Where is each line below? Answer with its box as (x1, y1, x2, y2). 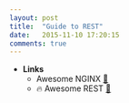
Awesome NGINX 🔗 (35, 74, 109, 85)
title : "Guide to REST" (9, 22, 104, 31)
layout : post (9, 13, 59, 23)
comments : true (9, 38, 67, 48)
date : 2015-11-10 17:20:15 (9, 30, 120, 39)
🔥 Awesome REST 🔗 (35, 83, 112, 94)
